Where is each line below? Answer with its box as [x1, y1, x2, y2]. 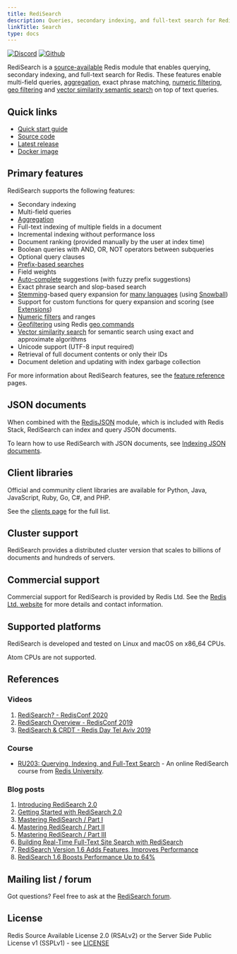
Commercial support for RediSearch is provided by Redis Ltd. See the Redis [7, 593, 227, 601]
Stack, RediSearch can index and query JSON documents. [7, 425, 177, 434]
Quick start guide [17, 125, 68, 133]
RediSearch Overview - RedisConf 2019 [17, 718, 133, 727]
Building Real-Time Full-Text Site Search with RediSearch [17, 838, 183, 847]
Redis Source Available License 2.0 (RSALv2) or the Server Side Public [7, 931, 212, 939]
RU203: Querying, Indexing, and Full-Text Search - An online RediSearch [17, 759, 229, 768]
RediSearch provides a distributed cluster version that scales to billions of [7, 546, 221, 555]
